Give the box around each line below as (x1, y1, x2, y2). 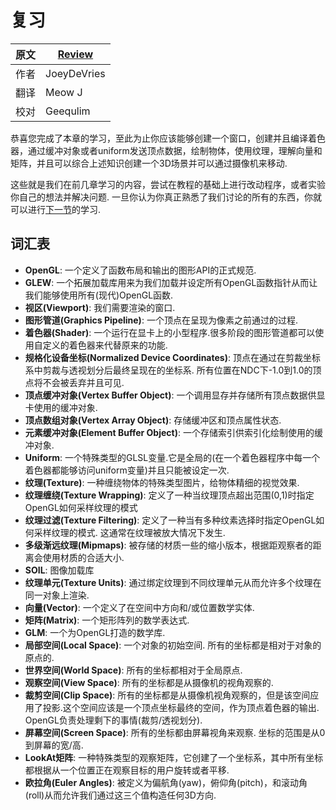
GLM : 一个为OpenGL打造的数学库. (24, 626, 166, 638)
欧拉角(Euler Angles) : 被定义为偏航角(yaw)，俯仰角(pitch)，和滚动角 (24, 776, 308, 788)
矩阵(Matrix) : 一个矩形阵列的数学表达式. (24, 614, 190, 626)
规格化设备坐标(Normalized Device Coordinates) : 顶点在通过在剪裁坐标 (24, 351, 321, 363)
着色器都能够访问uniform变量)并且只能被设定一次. (24, 464, 230, 476)
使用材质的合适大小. (42, 551, 125, 563)
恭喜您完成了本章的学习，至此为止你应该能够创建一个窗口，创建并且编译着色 (10, 132, 326, 144)
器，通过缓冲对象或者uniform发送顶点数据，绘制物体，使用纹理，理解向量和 (10, 144, 323, 156)
